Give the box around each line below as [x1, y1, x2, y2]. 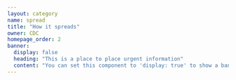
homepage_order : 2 [7, 36, 61, 43]
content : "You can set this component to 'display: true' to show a [13, 62, 218, 69]
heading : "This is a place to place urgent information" [13, 56, 184, 63]
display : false [13, 49, 58, 56]
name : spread [7, 17, 46, 24]
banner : [7, 42, 30, 49]
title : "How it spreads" [7, 23, 80, 30]
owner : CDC [7, 29, 39, 37]
